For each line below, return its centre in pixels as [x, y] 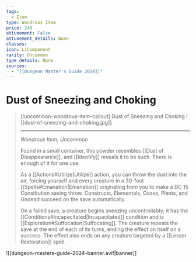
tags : [13, 11]
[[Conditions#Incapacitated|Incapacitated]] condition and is [92, 217]
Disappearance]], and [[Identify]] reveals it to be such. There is [96, 157]
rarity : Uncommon [27, 55]
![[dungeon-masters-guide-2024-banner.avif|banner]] [71, 253]
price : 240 [19, 28]
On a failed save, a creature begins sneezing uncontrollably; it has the [104, 211]
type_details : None [30, 60]
